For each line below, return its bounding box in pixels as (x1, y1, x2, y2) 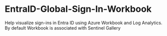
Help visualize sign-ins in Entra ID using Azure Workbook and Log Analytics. (5, 20, 162, 26)
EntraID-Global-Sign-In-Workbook (5, 3, 152, 15)
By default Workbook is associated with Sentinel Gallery (5, 25, 121, 31)
